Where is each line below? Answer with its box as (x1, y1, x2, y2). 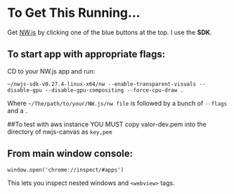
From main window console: (7, 148, 134, 160)
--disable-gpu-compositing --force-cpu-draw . (44, 86, 184, 94)
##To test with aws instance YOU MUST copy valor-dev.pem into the (7, 120, 207, 128)
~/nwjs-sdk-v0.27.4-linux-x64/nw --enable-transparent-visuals (7, 81, 197, 88)
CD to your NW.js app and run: (7, 67, 96, 75)
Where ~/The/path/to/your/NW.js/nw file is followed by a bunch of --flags (7, 99, 227, 107)
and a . (7, 106, 29, 115)
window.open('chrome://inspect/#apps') (7, 166, 124, 173)
